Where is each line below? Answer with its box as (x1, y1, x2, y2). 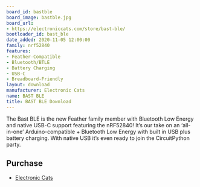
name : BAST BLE (6, 93, 45, 99)
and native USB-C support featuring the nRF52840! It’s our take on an (6, 121, 180, 128)
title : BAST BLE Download (6, 98, 71, 104)
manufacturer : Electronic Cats (6, 87, 85, 93)
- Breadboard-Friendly (6, 76, 63, 82)
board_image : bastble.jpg (6, 14, 71, 21)
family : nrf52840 (6, 43, 50, 49)
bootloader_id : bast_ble (6, 31, 69, 37)
